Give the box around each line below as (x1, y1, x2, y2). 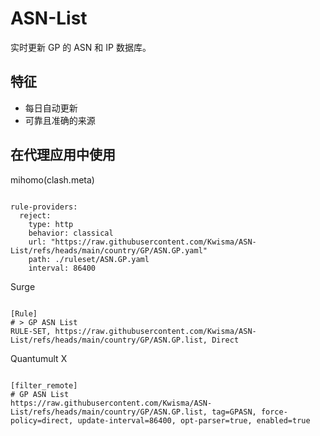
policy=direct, (10, 415, 74, 426)
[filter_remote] (10, 380, 78, 391)
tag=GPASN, (211, 407, 257, 417)
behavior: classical (28, 228, 114, 238)
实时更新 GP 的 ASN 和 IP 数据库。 (10, 41, 152, 53)
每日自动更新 (24, 102, 78, 114)
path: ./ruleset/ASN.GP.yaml (28, 254, 150, 264)
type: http (28, 219, 74, 229)
